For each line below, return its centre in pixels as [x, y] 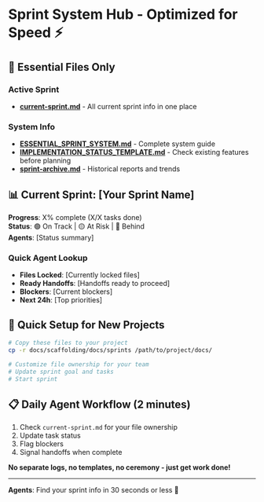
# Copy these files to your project [68, 343]
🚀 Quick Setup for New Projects [86, 325]
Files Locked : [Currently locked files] [79, 275]
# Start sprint [33, 379]
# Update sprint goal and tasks [61, 372]
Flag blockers [42, 444]
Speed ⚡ [36, 33]
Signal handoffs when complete [71, 453]
